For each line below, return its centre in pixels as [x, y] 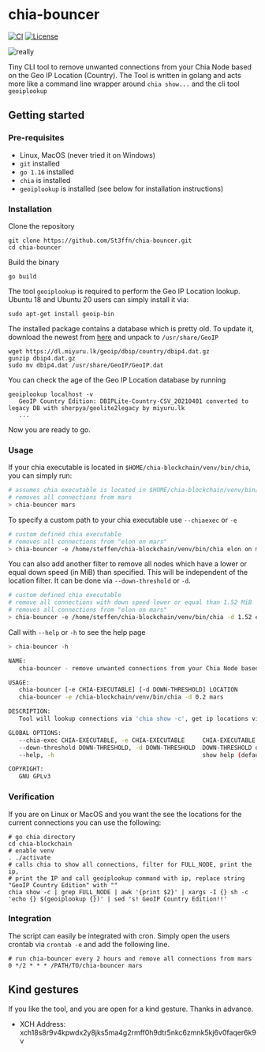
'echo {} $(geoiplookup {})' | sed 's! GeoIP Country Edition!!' [118, 899]
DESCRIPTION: [30, 711]
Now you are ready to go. [49, 429]
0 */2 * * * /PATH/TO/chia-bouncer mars [76, 965]
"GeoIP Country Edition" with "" [63, 885]
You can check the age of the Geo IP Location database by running [117, 379]
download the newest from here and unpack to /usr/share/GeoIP [114, 337]
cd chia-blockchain [40, 844]
